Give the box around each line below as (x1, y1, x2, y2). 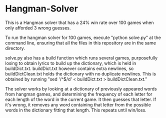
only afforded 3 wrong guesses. (5, 24, 71, 30)
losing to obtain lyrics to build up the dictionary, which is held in (5, 60, 136, 66)
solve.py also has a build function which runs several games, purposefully (5, 54, 158, 60)
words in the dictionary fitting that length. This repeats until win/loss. (5, 107, 146, 113)
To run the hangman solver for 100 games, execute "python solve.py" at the (5, 34, 161, 40)
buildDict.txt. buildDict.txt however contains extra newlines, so (5, 65, 134, 71)
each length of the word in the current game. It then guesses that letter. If (5, 96, 156, 102)
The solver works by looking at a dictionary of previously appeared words (5, 85, 157, 91)
